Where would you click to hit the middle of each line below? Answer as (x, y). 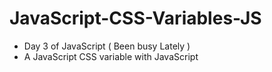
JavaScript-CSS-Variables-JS (135, 18)
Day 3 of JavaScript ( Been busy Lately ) (107, 46)
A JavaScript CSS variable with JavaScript (111, 56)
